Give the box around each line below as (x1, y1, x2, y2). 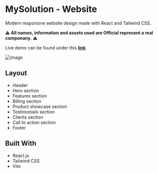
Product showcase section (12, 103, 67, 109)
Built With (5, 139, 36, 148)
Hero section (12, 87, 39, 93)
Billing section (12, 98, 41, 104)
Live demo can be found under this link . (5, 44, 87, 50)
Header (12, 82, 28, 88)
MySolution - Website (5, 3, 97, 15)
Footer (12, 124, 26, 130)
